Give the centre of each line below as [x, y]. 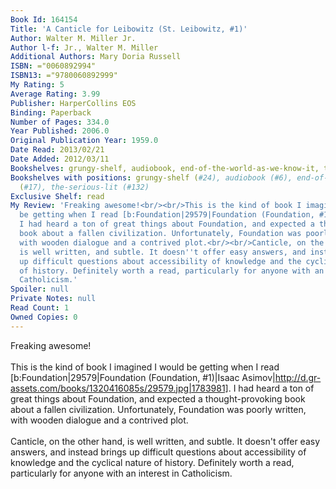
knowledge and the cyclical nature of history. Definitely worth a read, [152, 462]
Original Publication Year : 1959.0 [84, 141]
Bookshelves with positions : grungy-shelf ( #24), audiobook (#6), [151, 177]
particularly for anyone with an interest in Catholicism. [121, 473]
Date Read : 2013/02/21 [57, 150]
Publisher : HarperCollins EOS [73, 103]
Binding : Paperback [51, 112]
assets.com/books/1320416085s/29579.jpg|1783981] [119, 388]
